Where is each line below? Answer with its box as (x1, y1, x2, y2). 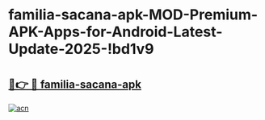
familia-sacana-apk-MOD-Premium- (8, 6, 259, 24)
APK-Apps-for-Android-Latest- (8, 23, 223, 41)
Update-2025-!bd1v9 (8, 40, 154, 58)
